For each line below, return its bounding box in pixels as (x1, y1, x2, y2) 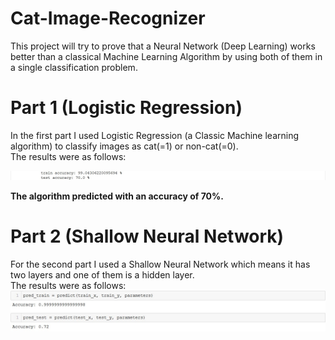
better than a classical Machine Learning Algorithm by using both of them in (10, 50, 323, 62)
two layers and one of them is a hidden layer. (10, 268, 195, 281)
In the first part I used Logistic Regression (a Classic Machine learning (10, 129, 299, 141)
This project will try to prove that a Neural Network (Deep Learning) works (10, 40, 316, 52)
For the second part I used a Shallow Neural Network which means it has (10, 258, 311, 270)
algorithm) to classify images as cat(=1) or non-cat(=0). (10, 140, 239, 152)
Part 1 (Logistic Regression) (10, 97, 243, 119)
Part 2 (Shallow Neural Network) (10, 225, 285, 247)
